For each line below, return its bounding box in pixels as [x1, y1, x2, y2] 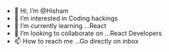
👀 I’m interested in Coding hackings [13, 14, 119, 22]
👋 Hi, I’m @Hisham [13, 7, 69, 15]
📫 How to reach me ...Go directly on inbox [13, 37, 139, 45]
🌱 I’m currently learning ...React [13, 22, 107, 30]
